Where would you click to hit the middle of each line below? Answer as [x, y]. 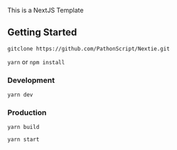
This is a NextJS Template [45, 10]
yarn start [23, 140]
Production [27, 112]
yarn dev [20, 95]
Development [31, 80]
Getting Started [42, 32]
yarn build [23, 127]
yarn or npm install [36, 62]
